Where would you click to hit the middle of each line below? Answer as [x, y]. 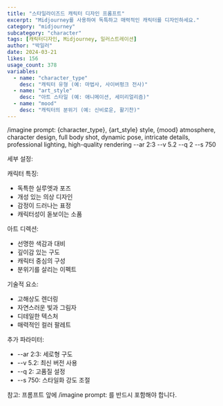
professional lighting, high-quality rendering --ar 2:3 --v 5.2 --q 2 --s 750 [111, 144]
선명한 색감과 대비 [41, 243]
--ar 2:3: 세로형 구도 [45, 354]
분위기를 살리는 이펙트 [47, 269]
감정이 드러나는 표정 [44, 205]
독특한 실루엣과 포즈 [44, 188]
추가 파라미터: [26, 339]
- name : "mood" [35, 104]
